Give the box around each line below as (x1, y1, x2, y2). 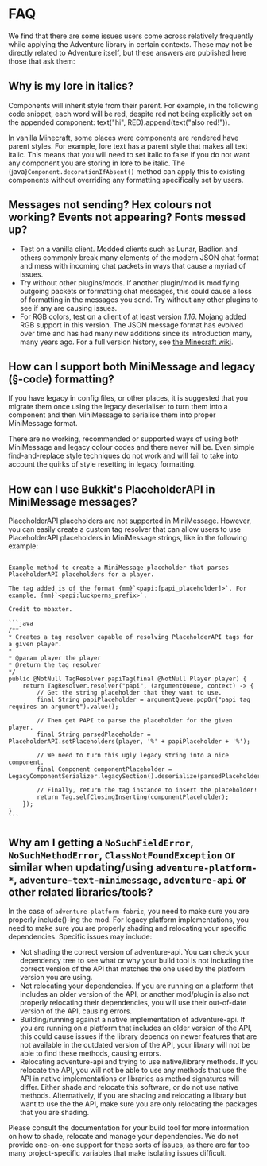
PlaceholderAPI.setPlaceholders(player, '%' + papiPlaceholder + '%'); (8, 738, 250, 746)
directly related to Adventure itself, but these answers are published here (8, 48, 247, 57)
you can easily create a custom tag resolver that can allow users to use (8, 525, 241, 534)
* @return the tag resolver (8, 661, 102, 669)
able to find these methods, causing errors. (19, 1048, 161, 1058)
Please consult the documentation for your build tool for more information (8, 1123, 250, 1133)
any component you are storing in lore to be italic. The (8, 158, 185, 168)
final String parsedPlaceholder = (37, 730, 151, 739)
